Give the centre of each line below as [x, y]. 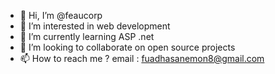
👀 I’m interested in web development [95, 26]
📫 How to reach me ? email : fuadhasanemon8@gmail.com [142, 58]
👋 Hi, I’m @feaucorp [61, 15]
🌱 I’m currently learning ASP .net [87, 36]
